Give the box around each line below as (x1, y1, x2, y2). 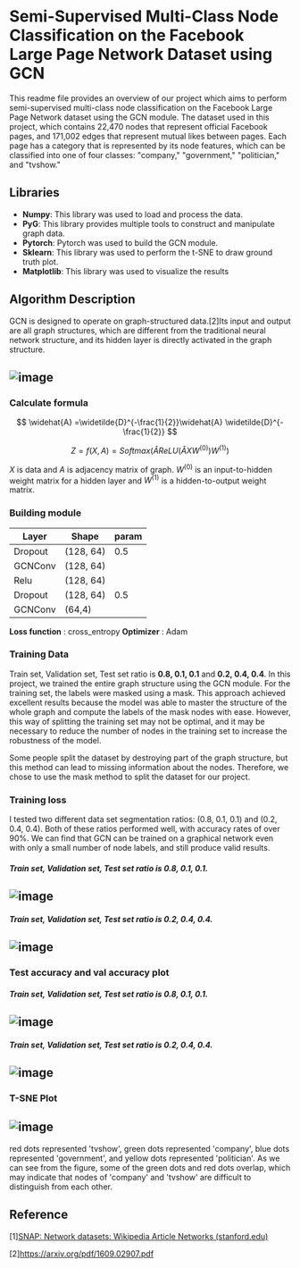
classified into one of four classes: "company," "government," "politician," (9, 149, 280, 160)
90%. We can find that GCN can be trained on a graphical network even (9, 833, 274, 844)
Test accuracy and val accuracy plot (9, 967, 170, 978)
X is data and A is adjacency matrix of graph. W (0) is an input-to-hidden (9, 462, 273, 474)
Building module (9, 507, 82, 519)
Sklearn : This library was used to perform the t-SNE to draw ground (21, 247, 273, 257)
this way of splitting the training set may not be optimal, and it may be (9, 716, 265, 726)
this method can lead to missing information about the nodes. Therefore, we (9, 761, 289, 772)
